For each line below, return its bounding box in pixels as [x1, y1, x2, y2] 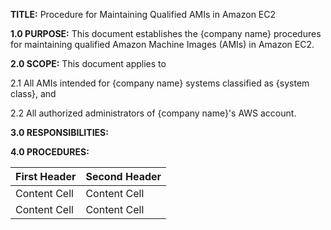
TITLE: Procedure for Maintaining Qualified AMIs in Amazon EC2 [10, 9, 277, 20]
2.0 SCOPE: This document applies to [10, 58, 167, 69]
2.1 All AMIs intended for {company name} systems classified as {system [10, 77, 310, 89]
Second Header [85, 170, 162, 183]
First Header [15, 170, 77, 183]
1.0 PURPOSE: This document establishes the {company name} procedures [10, 28, 322, 39]
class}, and [10, 88, 57, 99]
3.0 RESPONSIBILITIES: [10, 127, 109, 138]
